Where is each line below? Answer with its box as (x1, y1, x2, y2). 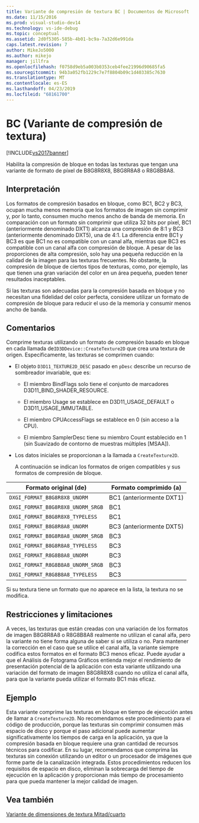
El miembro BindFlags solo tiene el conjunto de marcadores (23, 381, 169, 388)
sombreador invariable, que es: (14, 369, 91, 377)
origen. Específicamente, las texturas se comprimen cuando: (6, 351, 155, 359)
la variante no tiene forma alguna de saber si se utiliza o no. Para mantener (6, 638, 189, 645)
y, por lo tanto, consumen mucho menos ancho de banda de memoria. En (6, 212, 185, 219)
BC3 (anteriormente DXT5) (108, 522, 184, 531)
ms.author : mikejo (6, 53, 52, 59)
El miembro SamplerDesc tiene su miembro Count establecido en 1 (23, 434, 187, 441)
